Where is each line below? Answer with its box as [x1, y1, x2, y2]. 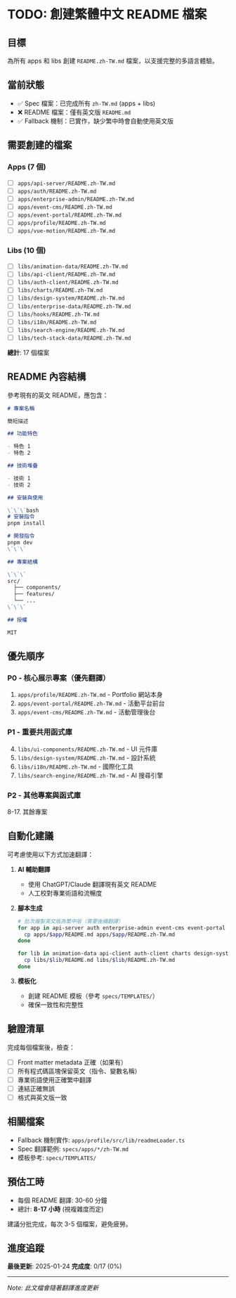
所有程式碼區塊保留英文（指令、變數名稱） [17, 1067, 141, 1075]
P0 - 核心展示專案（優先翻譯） [7, 673, 110, 683]
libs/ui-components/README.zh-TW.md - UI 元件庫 [17, 745, 158, 753]
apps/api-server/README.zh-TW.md [17, 180, 116, 187]
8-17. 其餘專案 [7, 807, 48, 816]
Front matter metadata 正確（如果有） [17, 1058, 128, 1066]
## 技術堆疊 [7, 462, 39, 470]
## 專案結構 [7, 558, 39, 565]
